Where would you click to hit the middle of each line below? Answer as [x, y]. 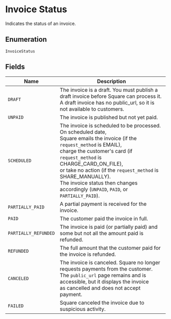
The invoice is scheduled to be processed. [110, 125]
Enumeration [26, 39]
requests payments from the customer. [106, 269]
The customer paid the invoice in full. [104, 219]
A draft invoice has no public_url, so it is [107, 102]
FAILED [16, 306]
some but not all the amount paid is [102, 233]
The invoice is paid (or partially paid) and [109, 227]
